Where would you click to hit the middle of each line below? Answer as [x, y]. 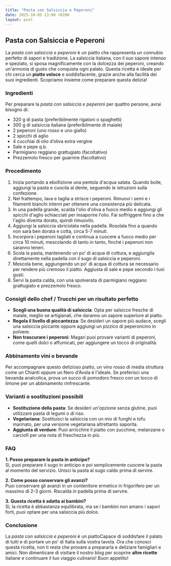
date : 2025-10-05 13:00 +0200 [38, 15]
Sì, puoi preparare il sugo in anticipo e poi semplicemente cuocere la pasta [84, 465]
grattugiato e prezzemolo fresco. [47, 285]
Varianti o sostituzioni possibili [44, 396]
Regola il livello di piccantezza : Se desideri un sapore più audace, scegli [89, 321]
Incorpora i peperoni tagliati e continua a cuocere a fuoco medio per [84, 237]
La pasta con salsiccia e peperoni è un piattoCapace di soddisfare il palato [84, 536]
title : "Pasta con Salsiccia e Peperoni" [50, 10]
